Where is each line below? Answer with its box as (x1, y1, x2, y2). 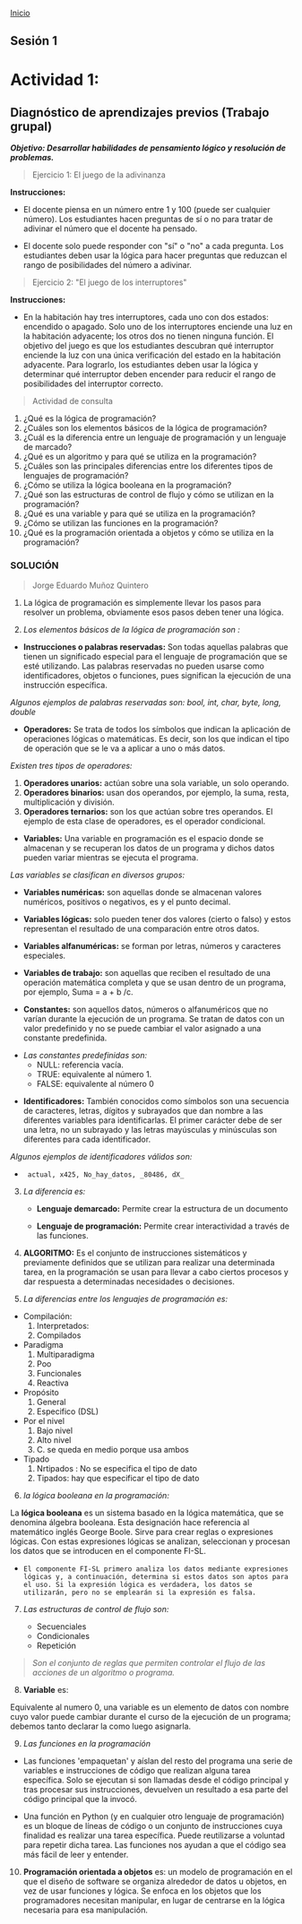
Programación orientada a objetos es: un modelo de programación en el (22, 1866, 293, 1877)
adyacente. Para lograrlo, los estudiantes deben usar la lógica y (22, 359, 259, 370)
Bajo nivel (36, 1425, 73, 1436)
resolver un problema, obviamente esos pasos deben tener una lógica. (22, 607, 284, 617)
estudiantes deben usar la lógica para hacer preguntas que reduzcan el (22, 250, 288, 261)
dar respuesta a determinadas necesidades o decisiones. (22, 1276, 236, 1287)
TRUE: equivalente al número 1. (36, 1068, 152, 1079)
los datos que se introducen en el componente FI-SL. (10, 1545, 207, 1556)
